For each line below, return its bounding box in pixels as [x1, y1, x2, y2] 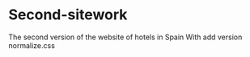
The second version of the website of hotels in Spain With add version [8, 32, 243, 42]
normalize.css [8, 40, 55, 50]
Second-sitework [8, 6, 128, 24]
